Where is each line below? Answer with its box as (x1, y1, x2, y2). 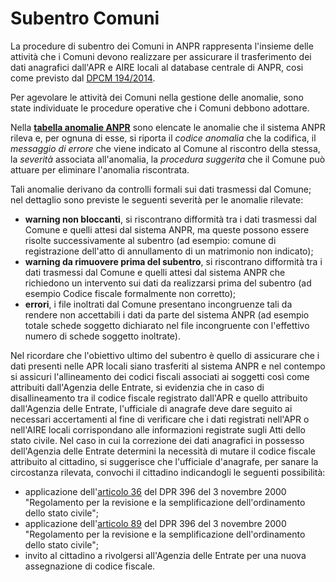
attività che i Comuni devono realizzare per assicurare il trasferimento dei (10, 50, 312, 62)
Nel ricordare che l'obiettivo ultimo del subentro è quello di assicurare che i (10, 349, 320, 361)
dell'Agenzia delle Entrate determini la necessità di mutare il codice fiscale (10, 445, 317, 457)
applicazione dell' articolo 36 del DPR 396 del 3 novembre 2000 (24, 485, 287, 497)
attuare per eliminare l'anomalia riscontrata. (10, 163, 190, 176)
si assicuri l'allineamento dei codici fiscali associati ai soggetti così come (10, 370, 310, 382)
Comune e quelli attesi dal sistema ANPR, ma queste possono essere (24, 223, 310, 236)
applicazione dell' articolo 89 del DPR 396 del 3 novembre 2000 (24, 517, 287, 529)
